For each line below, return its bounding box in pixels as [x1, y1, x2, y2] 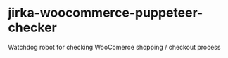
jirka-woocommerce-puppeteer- [8, 5, 203, 21]
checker [8, 20, 57, 36]
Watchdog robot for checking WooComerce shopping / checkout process [8, 43, 221, 51]
